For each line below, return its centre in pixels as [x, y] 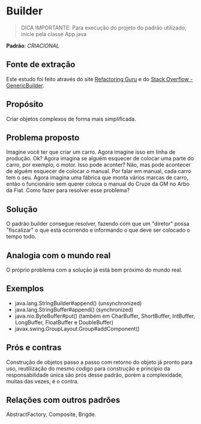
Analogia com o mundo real [58, 256]
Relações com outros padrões [63, 400]
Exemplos [25, 289]
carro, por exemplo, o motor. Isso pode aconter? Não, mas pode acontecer [98, 165]
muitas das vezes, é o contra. [43, 381]
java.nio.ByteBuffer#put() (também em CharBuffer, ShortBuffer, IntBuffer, [105, 316]
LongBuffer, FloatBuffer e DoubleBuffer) [64, 322]
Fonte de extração [41, 65]
